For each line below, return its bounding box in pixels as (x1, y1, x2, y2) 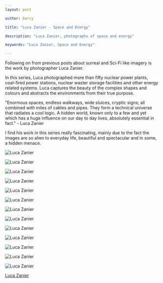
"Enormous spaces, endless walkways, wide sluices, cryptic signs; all (5, 100, 145, 105)
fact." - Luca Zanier (5, 121, 44, 126)
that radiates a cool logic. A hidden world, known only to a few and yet (5, 110, 146, 116)
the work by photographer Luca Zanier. (5, 65, 84, 71)
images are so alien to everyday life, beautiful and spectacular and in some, (5, 135, 157, 141)
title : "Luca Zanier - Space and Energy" (5, 25, 91, 30)
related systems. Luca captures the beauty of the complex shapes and (5, 85, 147, 91)
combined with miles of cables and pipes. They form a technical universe (5, 105, 152, 111)
